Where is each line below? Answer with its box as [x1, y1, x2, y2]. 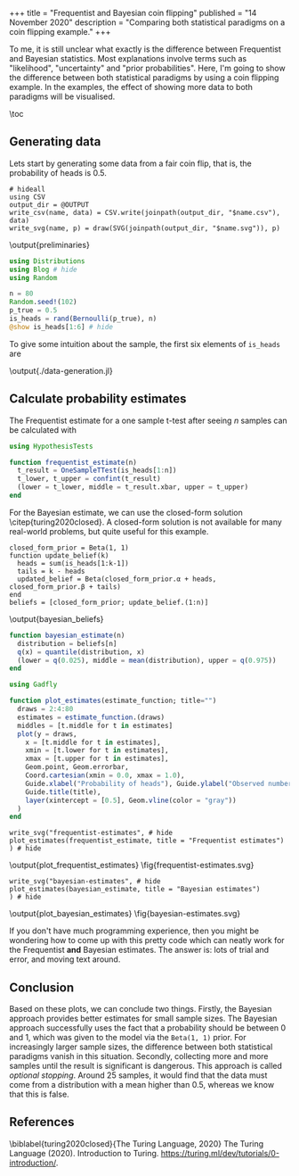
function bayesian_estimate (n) [9, 631, 125, 640]
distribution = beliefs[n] [17, 639, 117, 648]
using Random [9, 273, 58, 282]
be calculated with [9, 424, 77, 435]
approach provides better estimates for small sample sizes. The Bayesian [9, 1013, 278, 1024]
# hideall [9, 185, 46, 194]
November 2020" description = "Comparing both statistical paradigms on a [9, 17, 286, 28]
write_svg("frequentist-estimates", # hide [9, 829, 174, 838]
